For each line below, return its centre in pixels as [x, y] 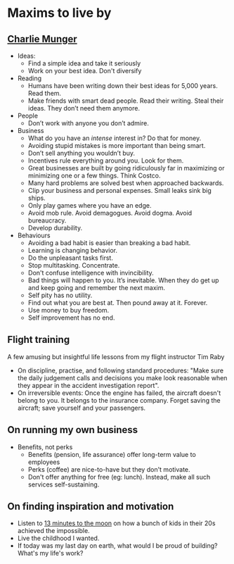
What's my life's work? [50, 553]
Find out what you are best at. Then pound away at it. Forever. [118, 303]
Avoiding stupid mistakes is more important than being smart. [117, 145]
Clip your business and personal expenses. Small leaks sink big [120, 190]
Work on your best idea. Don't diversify [85, 71]
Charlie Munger [42, 39]
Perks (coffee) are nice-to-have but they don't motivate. [109, 469]
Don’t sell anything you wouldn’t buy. [82, 153]
